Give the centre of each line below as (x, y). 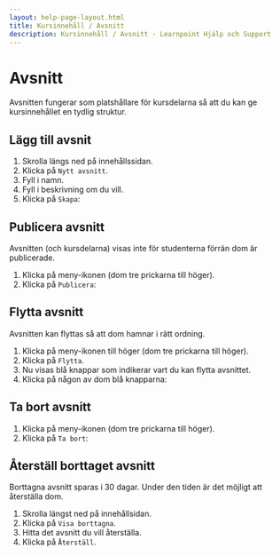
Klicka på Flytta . (53, 360)
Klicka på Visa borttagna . (69, 523)
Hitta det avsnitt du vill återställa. (82, 533)
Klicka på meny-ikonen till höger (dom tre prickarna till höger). (136, 351)
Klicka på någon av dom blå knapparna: (94, 379)
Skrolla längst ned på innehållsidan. (87, 514)
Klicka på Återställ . (59, 542)
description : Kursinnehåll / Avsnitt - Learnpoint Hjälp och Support (140, 34)
